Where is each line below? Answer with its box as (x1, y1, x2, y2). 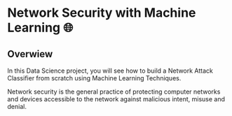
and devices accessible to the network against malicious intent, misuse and (7, 95, 226, 103)
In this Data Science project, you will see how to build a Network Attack (7, 66, 214, 75)
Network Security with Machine (7, 5, 196, 21)
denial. (7, 103, 27, 110)
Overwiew (7, 48, 53, 60)
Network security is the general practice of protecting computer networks (7, 87, 221, 96)
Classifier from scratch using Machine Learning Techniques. (7, 74, 182, 82)
